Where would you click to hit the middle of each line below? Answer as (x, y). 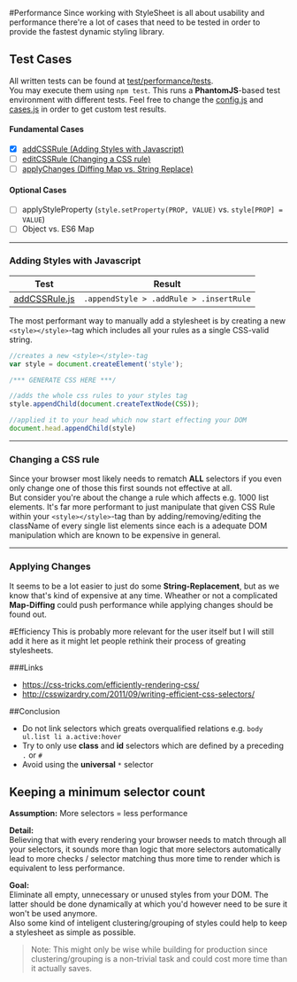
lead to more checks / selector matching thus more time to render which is (145, 859)
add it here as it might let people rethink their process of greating (127, 641)
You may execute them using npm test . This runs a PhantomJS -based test (145, 90)
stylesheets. (31, 650)
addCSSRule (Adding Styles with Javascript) (103, 149)
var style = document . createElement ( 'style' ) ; (96, 364)
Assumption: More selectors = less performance (99, 814)
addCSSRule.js (44, 299)
